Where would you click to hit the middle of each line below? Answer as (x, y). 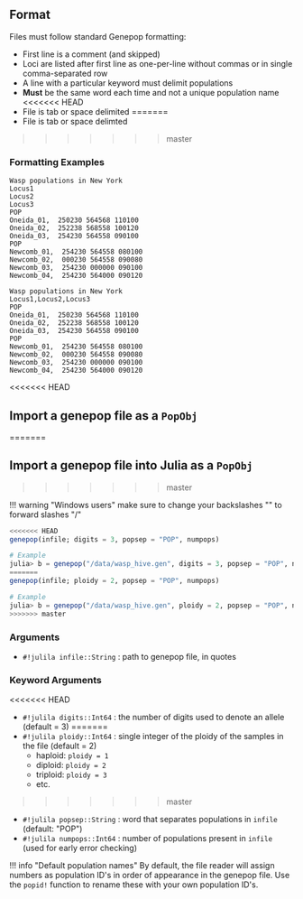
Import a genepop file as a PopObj (104, 416)
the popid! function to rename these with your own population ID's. (134, 885)
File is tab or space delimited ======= (95, 111)
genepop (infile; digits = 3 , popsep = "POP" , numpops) (115, 539)
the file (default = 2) (60, 746)
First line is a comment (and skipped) (91, 54)
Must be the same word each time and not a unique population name (151, 92)
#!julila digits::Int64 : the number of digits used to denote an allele (153, 718)
